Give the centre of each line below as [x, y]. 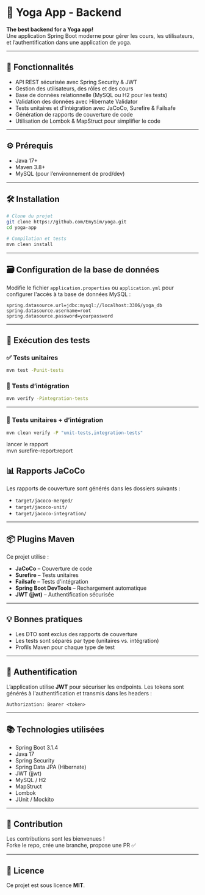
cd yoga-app [21, 228]
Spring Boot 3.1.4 [37, 747]
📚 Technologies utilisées [56, 730]
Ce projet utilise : [27, 557]
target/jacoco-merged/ [44, 501]
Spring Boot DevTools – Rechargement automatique [81, 588]
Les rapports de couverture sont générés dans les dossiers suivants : [93, 488]
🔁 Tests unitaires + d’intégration [55, 420]
